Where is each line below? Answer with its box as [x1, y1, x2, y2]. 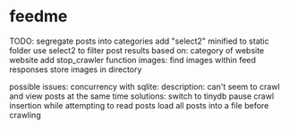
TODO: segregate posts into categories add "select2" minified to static [9, 36, 270, 46]
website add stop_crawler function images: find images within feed [9, 54, 257, 65]
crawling [9, 109, 42, 120]
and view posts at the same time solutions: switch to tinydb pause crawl [9, 91, 275, 101]
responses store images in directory [9, 64, 142, 75]
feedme [9, 6, 68, 27]
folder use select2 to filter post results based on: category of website [9, 44, 265, 55]
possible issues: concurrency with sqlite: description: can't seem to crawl [9, 81, 280, 92]
